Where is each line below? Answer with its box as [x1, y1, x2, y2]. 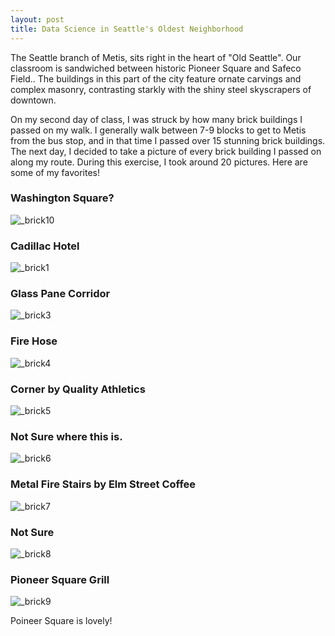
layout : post [10, 14, 65, 25]
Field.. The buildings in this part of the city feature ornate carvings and [10, 72, 302, 85]
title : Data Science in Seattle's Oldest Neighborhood [10, 24, 244, 34]
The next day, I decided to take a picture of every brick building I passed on [10, 145, 322, 157]
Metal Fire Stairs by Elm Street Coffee [10, 477, 197, 491]
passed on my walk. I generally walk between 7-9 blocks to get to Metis [10, 124, 307, 136]
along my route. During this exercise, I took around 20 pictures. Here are [10, 156, 308, 168]
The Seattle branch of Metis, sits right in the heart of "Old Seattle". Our [10, 51, 302, 63]
